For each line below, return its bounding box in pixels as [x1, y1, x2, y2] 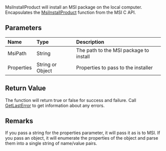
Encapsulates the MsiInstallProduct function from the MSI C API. [5, 9, 136, 15]
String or [36, 61, 57, 68]
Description [76, 38, 105, 45]
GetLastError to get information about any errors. [5, 102, 105, 108]
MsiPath [7, 50, 27, 56]
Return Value [5, 84, 46, 93]
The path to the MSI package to [76, 47, 149, 53]
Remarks [5, 117, 34, 125]
